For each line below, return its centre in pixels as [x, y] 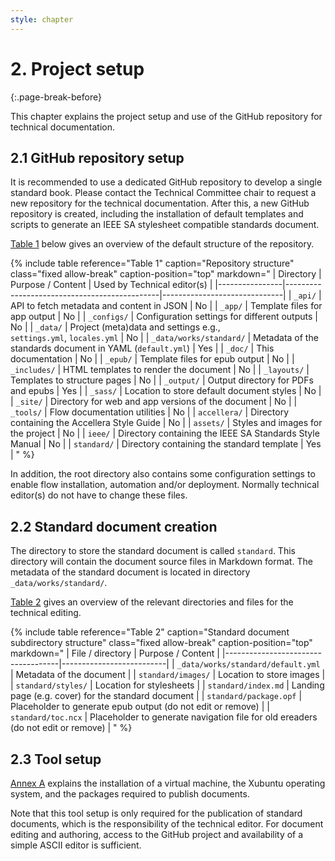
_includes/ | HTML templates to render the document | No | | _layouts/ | [160, 370]
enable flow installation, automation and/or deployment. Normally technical [165, 485]
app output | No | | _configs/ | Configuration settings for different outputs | [164, 317]
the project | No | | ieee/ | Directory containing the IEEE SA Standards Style [165, 433]
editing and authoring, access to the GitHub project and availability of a [157, 834]
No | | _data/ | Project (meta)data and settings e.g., [115, 327]
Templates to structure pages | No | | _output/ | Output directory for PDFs [162, 380]
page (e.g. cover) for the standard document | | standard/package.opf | [156, 696]
